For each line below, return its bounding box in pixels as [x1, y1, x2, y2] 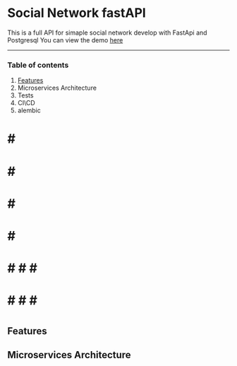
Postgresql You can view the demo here [7, 35, 123, 44]
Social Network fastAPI [7, 5, 146, 21]
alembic [17, 106, 41, 114]
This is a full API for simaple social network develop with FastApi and [7, 28, 207, 37]
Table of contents [7, 60, 69, 70]
